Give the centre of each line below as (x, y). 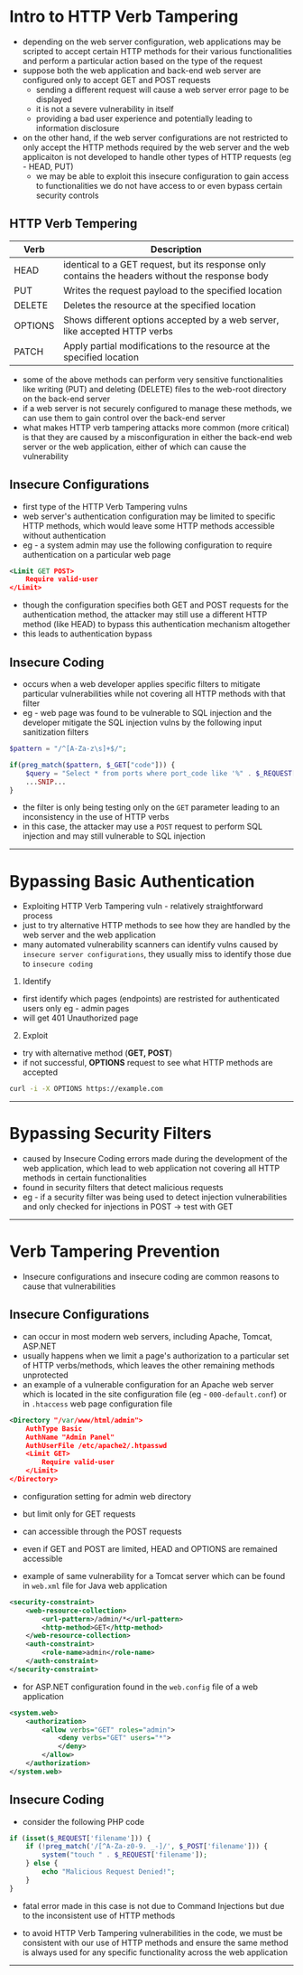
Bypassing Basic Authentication (132, 881)
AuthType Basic (54, 1429)
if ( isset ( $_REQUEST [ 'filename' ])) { (80, 1838)
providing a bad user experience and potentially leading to (144, 118)
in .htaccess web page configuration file (97, 1404)
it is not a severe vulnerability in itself (105, 108)
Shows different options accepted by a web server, (171, 320)
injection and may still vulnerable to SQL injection (114, 836)
